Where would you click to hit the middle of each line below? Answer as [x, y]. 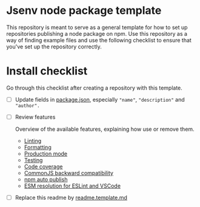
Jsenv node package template [84, 11]
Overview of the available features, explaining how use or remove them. [105, 129]
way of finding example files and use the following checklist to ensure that [99, 40]
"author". [28, 106]
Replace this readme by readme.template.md [71, 198]
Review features [35, 117]
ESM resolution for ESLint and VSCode [72, 186]
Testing [33, 160]
